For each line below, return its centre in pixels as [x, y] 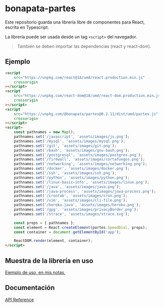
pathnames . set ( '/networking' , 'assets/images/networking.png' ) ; [81, 164]
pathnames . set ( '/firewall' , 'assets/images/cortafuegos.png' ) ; [80, 160]
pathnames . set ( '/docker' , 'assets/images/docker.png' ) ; [72, 169]
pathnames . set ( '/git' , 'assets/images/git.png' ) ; [65, 146]
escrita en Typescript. [27, 27]
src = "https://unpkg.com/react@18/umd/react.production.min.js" [80, 77]
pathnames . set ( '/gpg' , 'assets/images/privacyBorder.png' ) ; [76, 210]
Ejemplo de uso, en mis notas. [35, 272]
